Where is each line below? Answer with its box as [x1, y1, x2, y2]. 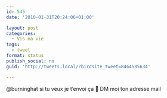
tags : [6, 42, 20, 48]
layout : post [6, 25, 39, 31]
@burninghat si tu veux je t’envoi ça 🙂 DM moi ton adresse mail [6, 85, 161, 92]
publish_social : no [6, 58, 55, 64]
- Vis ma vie [11, 36, 44, 42]
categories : [6, 30, 36, 36]
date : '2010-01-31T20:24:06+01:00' [6, 14, 95, 20]
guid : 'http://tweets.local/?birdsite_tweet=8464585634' [6, 64, 151, 69]
